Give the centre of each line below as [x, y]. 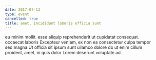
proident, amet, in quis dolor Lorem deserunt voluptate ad [63, 53]
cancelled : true [21, 19]
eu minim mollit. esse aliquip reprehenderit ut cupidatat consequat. [72, 37]
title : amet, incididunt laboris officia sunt [53, 23]
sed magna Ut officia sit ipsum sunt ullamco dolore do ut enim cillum [74, 47]
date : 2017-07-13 [23, 10]
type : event [17, 14]
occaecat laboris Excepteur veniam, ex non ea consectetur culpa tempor [78, 42]
